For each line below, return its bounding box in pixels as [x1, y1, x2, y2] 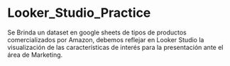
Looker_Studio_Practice [7, 5, 151, 21]
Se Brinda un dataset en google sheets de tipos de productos [7, 28, 187, 37]
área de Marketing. [7, 51, 63, 59]
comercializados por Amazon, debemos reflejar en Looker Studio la [7, 35, 204, 44]
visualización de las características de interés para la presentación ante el [7, 43, 224, 51]
